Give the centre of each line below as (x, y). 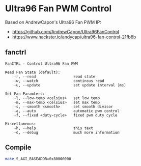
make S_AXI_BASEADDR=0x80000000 (38, 159)
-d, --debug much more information (67, 132)
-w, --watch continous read (59, 81)
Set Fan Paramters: (25, 94)
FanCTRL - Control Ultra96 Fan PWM (42, 64)
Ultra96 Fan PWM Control (58, 9)
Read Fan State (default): (33, 72)
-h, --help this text (54, 128)
